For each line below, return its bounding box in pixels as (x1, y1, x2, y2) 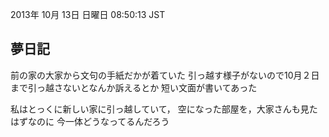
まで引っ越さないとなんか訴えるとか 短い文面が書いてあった (10, 81, 258, 93)
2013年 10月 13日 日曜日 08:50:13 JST (10, 9, 166, 20)
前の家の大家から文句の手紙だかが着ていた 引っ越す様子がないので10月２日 (10, 69, 320, 81)
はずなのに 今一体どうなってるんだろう (10, 115, 170, 127)
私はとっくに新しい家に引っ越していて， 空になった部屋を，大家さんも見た (10, 103, 318, 115)
